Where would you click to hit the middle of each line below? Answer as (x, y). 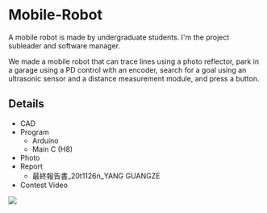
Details (26, 104)
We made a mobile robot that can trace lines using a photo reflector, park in (134, 61)
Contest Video (44, 185)
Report (31, 166)
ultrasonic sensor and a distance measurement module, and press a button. (134, 78)
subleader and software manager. (65, 45)
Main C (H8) (52, 149)
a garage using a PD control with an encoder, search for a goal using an (127, 69)
